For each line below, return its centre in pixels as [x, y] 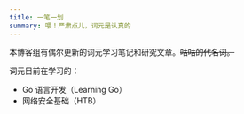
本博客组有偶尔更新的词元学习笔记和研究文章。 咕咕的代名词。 [122, 52]
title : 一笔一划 [36, 17]
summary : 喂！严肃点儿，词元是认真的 [70, 26]
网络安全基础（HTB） [61, 100]
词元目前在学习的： [44, 71]
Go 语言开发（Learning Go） [74, 89]
